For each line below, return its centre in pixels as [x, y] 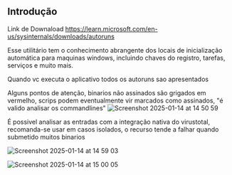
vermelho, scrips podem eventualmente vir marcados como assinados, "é [115, 100]
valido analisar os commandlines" [57, 108]
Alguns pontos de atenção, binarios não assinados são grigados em [107, 92]
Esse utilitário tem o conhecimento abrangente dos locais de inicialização [115, 50]
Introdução [32, 12]
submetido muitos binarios [46, 137]
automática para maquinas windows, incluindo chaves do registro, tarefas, [116, 58]
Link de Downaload [36, 28]
